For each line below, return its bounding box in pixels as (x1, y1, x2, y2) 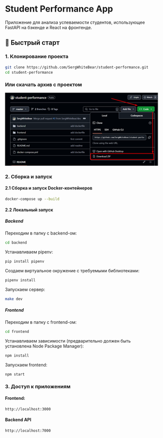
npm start (5, 372, 25, 376)
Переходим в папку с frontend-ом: (5, 319, 77, 325)
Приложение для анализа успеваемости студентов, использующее (5, 19, 145, 25)
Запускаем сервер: (5, 287, 45, 293)
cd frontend (5, 329, 29, 334)
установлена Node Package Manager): (5, 343, 84, 349)
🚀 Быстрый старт (5, 39, 60, 47)
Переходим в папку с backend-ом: (5, 230, 77, 236)
